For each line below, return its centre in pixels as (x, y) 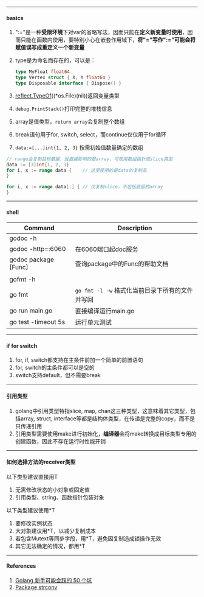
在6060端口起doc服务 (107, 249)
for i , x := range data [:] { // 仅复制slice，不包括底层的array (85, 187)
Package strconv (36, 587)
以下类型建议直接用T (32, 476)
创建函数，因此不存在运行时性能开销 (60, 441)
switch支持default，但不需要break (58, 375)
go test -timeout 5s (37, 322)
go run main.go (31, 311)
